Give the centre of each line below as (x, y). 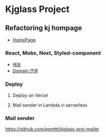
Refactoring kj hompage (43, 28)
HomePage (24, 40)
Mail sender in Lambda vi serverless (50, 105)
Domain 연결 (25, 71)
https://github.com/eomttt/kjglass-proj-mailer (52, 129)
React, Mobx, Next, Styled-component (53, 53)
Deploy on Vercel (30, 95)
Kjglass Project (37, 9)
